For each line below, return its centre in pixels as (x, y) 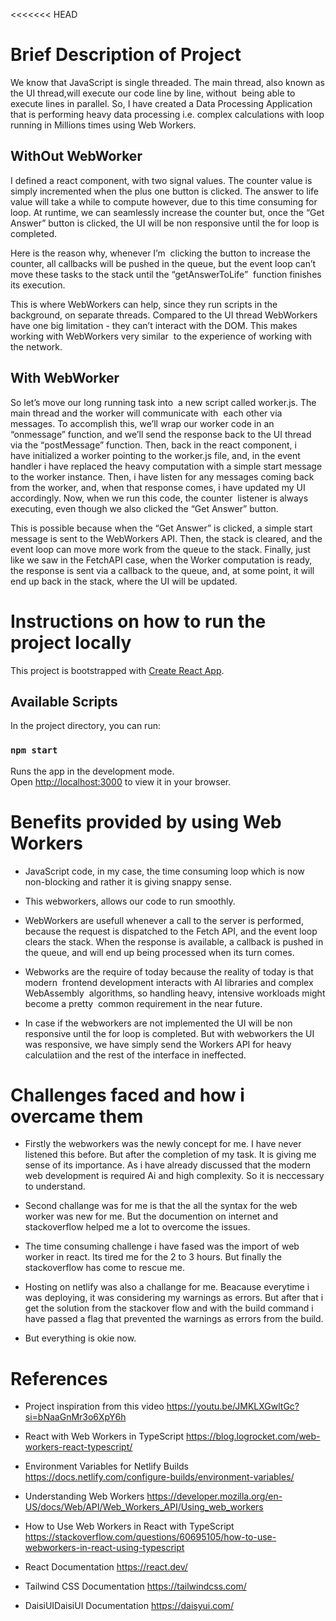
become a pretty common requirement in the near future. (143, 1003)
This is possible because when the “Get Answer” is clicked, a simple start (161, 528)
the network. (36, 346)
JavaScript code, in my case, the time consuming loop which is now (164, 871)
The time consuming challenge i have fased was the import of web (162, 1246)
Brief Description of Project (126, 55)
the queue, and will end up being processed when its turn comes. (159, 952)
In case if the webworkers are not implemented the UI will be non (158, 1023)
